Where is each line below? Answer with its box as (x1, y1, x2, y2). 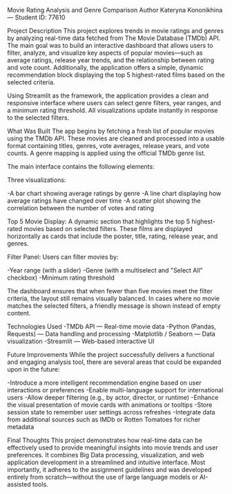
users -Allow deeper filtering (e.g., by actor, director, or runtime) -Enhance (7, 394, 219, 401)
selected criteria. (7, 78, 55, 86)
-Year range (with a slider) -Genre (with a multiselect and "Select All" (7, 266, 204, 274)
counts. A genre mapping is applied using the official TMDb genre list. (7, 149, 206, 157)
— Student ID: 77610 (7, 13, 66, 21)
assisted (7, 480, 31, 488)
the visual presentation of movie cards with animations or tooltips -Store (7, 401, 213, 409)
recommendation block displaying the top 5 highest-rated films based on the (7, 71, 225, 79)
